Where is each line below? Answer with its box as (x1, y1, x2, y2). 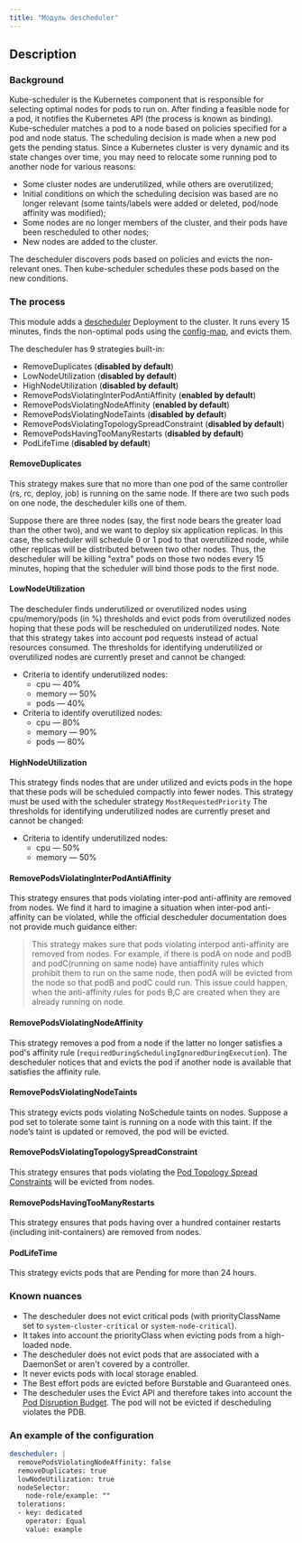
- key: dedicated (17, 1509, 83, 1518)
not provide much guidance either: (9, 922, 138, 933)
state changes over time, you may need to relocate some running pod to (9, 152, 278, 163)
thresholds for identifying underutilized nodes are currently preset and (9, 805, 270, 817)
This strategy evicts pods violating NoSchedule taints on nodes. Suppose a (9, 1107, 288, 1118)
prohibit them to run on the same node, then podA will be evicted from (31, 968, 293, 979)
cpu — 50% (35, 842, 81, 853)
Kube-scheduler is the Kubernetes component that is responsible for (9, 94, 264, 105)
